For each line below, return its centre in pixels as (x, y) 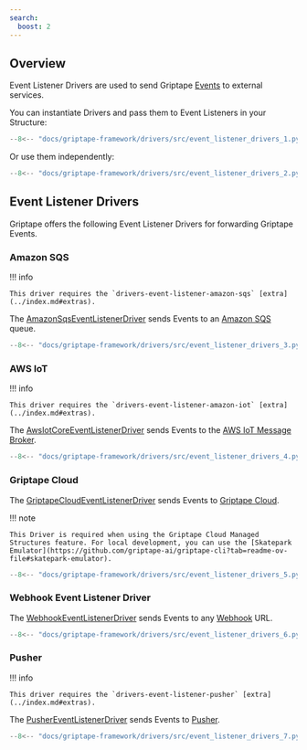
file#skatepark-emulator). (61, 558)
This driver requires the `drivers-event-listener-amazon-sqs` (132, 294)
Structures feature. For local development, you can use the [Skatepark (151, 543)
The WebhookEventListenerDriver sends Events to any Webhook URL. (141, 618)
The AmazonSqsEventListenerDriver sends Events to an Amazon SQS (140, 319)
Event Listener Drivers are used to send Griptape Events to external (136, 85)
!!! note (23, 518)
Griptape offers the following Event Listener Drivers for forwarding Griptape (152, 224)
